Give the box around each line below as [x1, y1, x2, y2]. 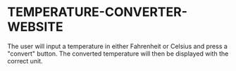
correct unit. [7, 56, 44, 65]
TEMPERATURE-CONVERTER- [7, 4, 188, 20]
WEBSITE [7, 19, 63, 35]
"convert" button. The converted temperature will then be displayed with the [7, 49, 229, 58]
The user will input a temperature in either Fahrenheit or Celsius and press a [7, 42, 228, 50]
